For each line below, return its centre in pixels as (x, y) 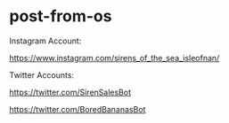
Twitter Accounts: (41, 75)
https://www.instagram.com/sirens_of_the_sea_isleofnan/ (114, 58)
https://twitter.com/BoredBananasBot (78, 109)
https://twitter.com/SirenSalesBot (70, 92)
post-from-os (61, 16)
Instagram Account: (45, 41)
